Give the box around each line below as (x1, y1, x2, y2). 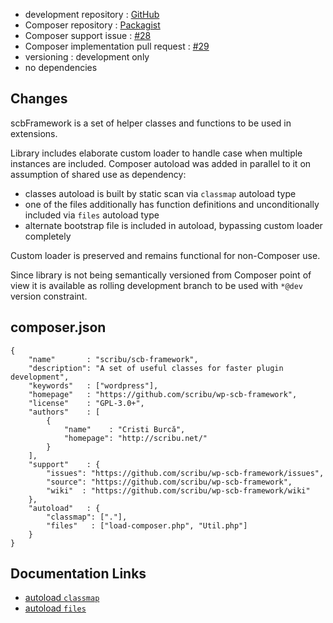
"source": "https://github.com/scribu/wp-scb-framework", (46, 477, 293, 487)
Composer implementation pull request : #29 (24, 40, 210, 52)
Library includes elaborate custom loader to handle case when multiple (10, 147, 303, 159)
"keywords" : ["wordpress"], (28, 380, 159, 391)
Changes (10, 90, 68, 108)
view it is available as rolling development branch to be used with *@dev (10, 279, 304, 291)
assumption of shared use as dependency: (10, 168, 187, 180)
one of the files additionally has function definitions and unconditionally (24, 198, 320, 210)
